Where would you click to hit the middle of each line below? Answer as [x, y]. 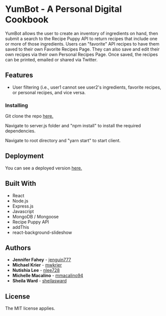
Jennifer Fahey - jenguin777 [42, 260]
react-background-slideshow [42, 232]
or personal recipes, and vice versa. [49, 92]
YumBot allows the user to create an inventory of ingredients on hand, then [82, 33]
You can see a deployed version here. [44, 168]
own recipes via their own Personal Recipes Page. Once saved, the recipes [82, 54]
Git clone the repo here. [29, 116]
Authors [18, 248]
